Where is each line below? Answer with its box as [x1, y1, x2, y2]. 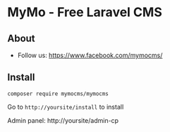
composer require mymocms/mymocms [7, 90, 109, 97]
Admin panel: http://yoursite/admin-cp [7, 116, 119, 124]
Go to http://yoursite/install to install [7, 102, 124, 111]
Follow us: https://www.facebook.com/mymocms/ [17, 51, 163, 59]
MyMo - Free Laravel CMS [7, 4, 162, 20]
